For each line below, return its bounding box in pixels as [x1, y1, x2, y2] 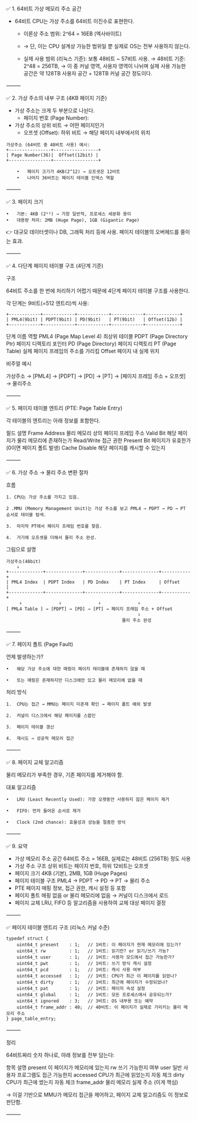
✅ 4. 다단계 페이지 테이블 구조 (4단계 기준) [6, 262, 104, 269]
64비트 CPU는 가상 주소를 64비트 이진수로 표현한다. [14, 18, 135, 25]
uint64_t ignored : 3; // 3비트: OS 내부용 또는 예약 [16, 998, 153, 1004]
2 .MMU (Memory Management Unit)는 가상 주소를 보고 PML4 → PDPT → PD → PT [6, 505, 186, 511]
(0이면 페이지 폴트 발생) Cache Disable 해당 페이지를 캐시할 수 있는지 [6, 444, 166, 451]
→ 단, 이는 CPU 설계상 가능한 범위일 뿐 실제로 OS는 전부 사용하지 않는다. [23, 43, 191, 49]
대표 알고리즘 [6, 784, 36, 790]
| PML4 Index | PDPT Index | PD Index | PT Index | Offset [6, 579, 181, 585]
